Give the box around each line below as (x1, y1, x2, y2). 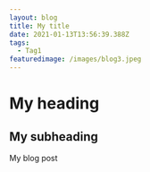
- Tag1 (17, 47, 42, 56)
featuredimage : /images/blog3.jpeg (9, 55, 142, 64)
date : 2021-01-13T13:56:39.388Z (9, 30, 129, 39)
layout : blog (9, 13, 58, 22)
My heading (9, 93, 100, 114)
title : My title (9, 21, 70, 30)
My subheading (9, 129, 98, 144)
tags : (9, 38, 29, 47)
